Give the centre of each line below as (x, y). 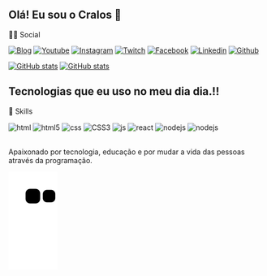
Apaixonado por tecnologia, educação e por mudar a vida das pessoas (127, 152)
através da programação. (51, 161)
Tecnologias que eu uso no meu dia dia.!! (114, 91)
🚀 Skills (21, 111)
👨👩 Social (24, 34)
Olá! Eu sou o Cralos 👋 (65, 15)
